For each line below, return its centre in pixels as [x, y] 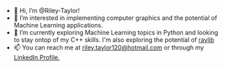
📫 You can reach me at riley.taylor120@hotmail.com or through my [109, 47]
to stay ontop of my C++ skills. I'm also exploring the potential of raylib [114, 40]
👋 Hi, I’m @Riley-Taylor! [47, 11]
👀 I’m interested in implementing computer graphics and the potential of [115, 18]
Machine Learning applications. [58, 25]
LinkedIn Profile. [36, 57]
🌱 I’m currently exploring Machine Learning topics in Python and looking [116, 32]
